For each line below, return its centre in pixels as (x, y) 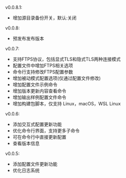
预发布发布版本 (28, 38)
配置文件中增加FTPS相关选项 (43, 65)
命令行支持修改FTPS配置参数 (43, 72)
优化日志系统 (26, 170)
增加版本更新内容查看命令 (39, 91)
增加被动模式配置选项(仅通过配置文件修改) (57, 78)
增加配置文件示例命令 (35, 84)
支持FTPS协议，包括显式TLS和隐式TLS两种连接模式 (67, 59)
